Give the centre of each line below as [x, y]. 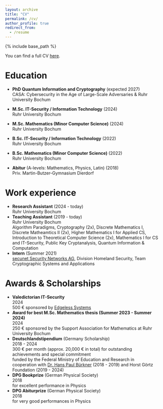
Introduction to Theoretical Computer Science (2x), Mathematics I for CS [85, 238]
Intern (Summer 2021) [34, 253]
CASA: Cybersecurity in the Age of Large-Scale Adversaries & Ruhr [80, 94]
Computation [25, 248]
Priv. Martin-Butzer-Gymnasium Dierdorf [53, 173]
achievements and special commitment [51, 354]
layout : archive [21, 10]
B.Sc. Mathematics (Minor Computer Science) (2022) [67, 153]
